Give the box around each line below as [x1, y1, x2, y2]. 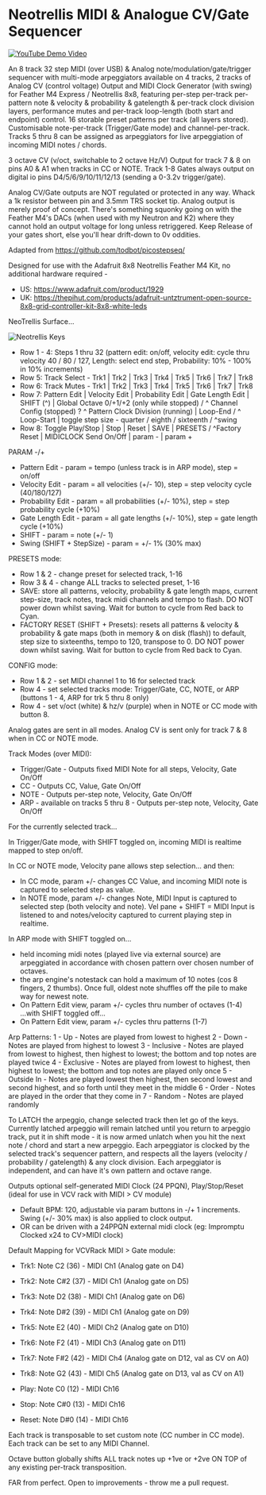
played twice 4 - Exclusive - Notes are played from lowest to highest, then [8, 1058, 251, 1067]
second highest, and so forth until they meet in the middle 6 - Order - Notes [8, 1082, 256, 1092]
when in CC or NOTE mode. [8, 733, 99, 743]
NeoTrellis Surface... [8, 316, 75, 326]
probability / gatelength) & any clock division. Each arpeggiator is [8, 1157, 222, 1166]
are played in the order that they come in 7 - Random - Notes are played [8, 1091, 244, 1100]
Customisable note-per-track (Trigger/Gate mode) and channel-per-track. [8, 123, 250, 133]
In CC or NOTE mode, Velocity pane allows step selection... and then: [8, 861, 235, 870]
